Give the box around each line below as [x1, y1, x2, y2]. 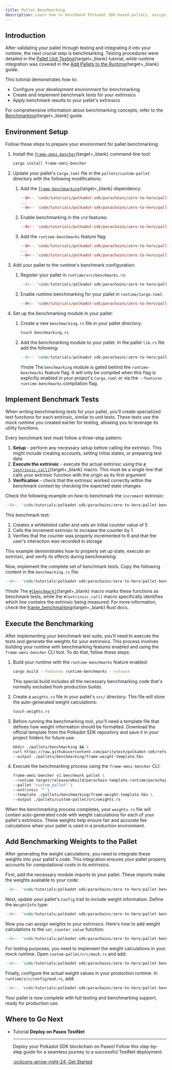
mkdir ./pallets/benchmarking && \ [12, 744, 89, 750]
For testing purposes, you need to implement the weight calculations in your [5, 946, 166, 952]
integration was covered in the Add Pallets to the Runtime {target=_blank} [5, 61, 160, 67]
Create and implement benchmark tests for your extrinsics [12, 92, 136, 98]
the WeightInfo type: [5, 902, 49, 908]
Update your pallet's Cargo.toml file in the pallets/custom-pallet [12, 170, 150, 176]
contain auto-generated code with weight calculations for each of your [5, 811, 155, 818]
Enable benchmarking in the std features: [20, 214, 108, 220]
